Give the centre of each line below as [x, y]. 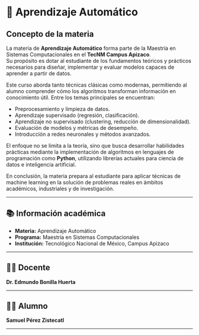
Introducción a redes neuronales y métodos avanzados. [83, 134]
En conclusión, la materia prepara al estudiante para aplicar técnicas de [93, 176]
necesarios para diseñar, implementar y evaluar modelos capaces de [90, 67]
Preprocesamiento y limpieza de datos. [62, 109]
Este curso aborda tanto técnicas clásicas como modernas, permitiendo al [97, 85]
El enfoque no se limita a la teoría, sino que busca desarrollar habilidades [95, 146]
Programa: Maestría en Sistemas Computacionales [77, 237]
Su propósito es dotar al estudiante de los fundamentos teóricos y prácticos [99, 61]
